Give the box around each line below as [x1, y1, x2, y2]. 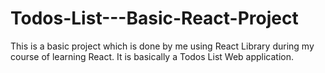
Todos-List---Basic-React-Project [10, 7, 299, 30]
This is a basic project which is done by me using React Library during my [10, 40, 315, 52]
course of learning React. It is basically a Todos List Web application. [10, 50, 295, 62]
